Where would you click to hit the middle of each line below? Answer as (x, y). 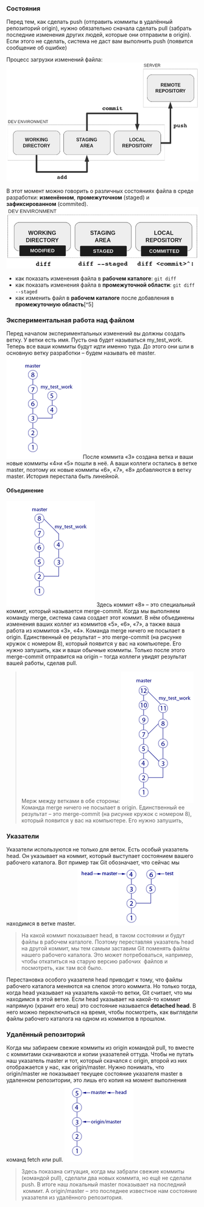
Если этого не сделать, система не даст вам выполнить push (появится (100, 42)
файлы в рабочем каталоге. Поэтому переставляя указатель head (107, 942)
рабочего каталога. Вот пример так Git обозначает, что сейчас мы (93, 862)
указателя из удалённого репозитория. (72, 1198)
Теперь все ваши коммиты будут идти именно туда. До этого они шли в (100, 347)
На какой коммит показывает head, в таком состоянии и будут (103, 935)
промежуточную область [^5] (54, 304)
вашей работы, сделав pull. (42, 663)
